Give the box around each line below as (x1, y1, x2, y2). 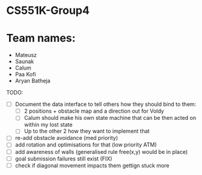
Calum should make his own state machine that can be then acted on (24, 114, 197, 122)
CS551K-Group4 (6, 4, 90, 18)
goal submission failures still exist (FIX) (15, 155, 112, 162)
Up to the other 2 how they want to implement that (24, 128, 150, 135)
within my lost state (24, 121, 73, 128)
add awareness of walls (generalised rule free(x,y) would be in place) (15, 148, 188, 155)
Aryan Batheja (15, 77, 51, 85)
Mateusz (15, 51, 37, 59)
